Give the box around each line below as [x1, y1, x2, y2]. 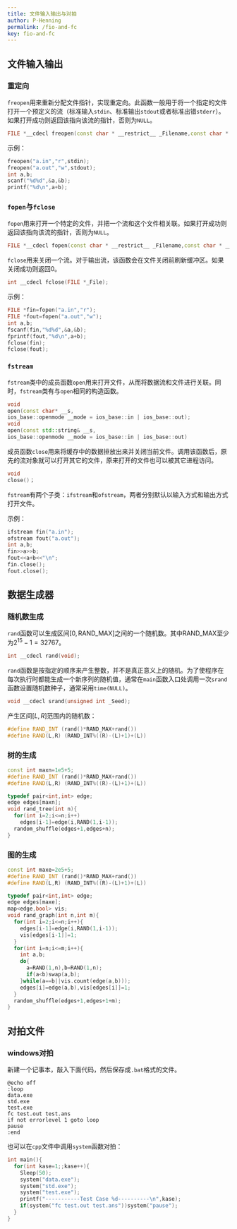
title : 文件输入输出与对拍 [7, 10, 78, 18]
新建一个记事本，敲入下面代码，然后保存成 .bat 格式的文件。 [7, 1065, 181, 1074]
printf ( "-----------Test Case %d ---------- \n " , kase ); [20, 1196, 181, 1203]
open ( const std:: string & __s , [7, 427, 97, 434]
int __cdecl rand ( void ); [7, 652, 80, 660]
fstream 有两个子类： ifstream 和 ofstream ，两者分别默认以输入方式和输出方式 [7, 490, 229, 498]
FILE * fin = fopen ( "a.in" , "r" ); [7, 306, 97, 314]
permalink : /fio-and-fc [7, 23, 78, 30]
